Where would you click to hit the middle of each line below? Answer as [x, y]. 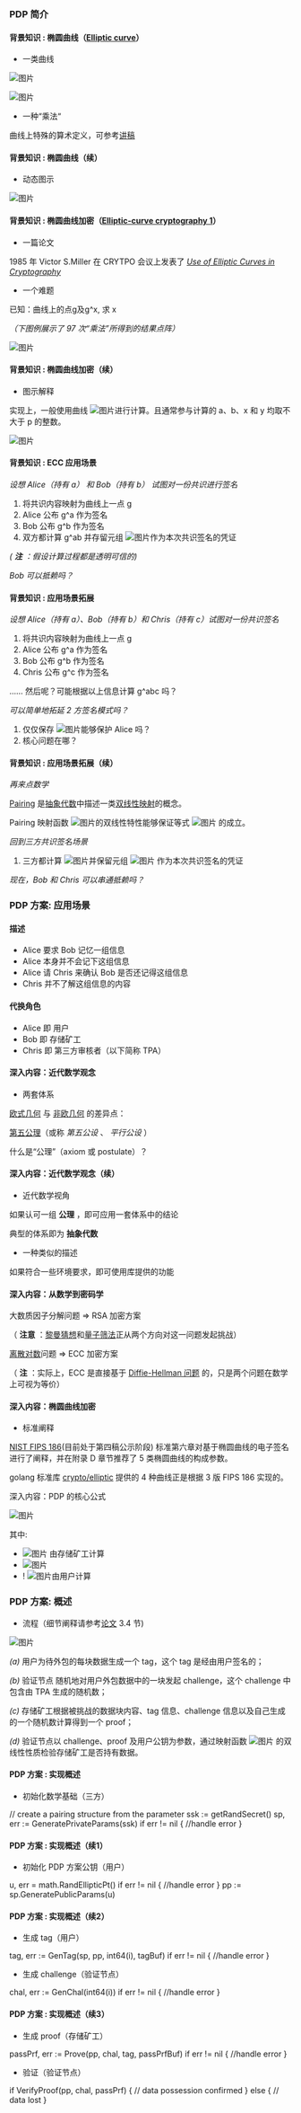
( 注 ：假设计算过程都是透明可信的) [73, 556]
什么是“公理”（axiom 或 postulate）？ [78, 1151]
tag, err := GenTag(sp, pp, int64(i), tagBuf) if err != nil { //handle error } [140, 1956]
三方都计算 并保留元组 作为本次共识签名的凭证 [133, 861]
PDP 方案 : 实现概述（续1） [58, 1845]
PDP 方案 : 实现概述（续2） [59, 1916]
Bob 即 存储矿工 [52, 1039]
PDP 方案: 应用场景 [50, 906]
